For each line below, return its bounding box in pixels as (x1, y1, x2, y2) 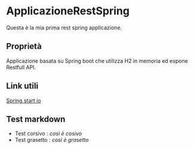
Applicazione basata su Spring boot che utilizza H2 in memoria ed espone (6, 57, 188, 64)
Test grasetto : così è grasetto (14, 136, 89, 144)
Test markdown (6, 114, 66, 124)
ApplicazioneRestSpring (6, 4, 130, 18)
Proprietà (6, 41, 42, 51)
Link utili (6, 81, 39, 91)
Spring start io (6, 97, 41, 104)
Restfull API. (6, 63, 36, 71)
